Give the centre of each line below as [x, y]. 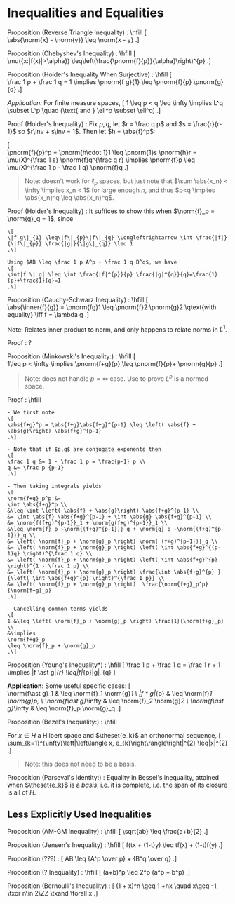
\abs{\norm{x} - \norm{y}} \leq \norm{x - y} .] [73, 39]
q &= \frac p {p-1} [36, 468]
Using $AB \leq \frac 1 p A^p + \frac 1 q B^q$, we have [92, 262]
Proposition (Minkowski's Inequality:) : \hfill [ [72, 356]
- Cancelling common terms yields [58, 609]
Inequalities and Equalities [86, 13]
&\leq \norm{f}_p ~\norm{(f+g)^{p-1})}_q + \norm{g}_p [89, 529]
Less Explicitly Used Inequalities [80, 815]
